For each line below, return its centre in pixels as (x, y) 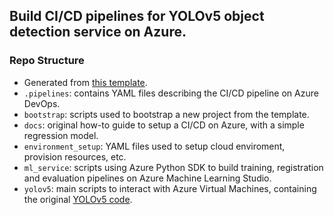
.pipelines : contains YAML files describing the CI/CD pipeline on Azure (171, 93)
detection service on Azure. (98, 32)
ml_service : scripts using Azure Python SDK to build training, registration (173, 167)
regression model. (61, 135)
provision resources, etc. (75, 156)
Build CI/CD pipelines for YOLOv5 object (137, 16)
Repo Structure (47, 61)
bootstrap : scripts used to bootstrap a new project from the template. (166, 114)
